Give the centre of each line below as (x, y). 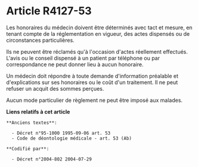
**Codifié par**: (28, 149)
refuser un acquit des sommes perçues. (55, 88)
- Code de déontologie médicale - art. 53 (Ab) (72, 138)
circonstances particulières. (40, 40)
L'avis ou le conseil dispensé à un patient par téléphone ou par (83, 58)
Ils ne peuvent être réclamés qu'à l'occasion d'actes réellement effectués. (97, 51)
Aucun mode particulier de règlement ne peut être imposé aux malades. (95, 100)
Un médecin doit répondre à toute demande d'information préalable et (92, 76)
